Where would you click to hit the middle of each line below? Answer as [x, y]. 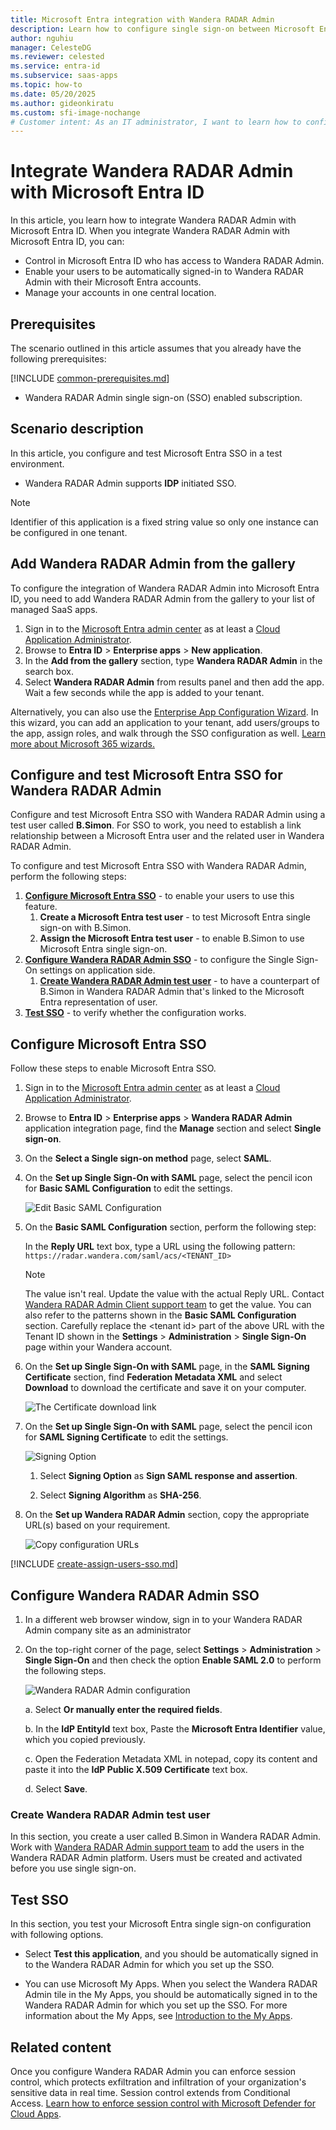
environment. [37, 463]
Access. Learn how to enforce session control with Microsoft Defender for [163, 2103]
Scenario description [77, 429]
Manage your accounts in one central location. [120, 293]
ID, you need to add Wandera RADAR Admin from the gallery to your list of [163, 598]
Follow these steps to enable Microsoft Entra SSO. [113, 1068]
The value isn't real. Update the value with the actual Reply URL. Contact [174, 1294]
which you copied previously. [85, 1740]
